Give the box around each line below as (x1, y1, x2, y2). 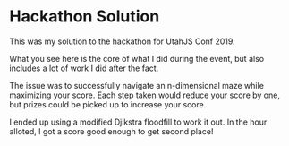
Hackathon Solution (9, 6, 160, 27)
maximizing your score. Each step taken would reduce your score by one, (9, 90, 280, 100)
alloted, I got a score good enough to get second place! (9, 125, 214, 136)
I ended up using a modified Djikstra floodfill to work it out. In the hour (9, 116, 268, 127)
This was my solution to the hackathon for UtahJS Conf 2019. (9, 36, 235, 47)
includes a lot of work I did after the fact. (9, 63, 159, 73)
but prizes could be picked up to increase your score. (9, 99, 207, 109)
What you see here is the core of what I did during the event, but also (9, 53, 265, 64)
